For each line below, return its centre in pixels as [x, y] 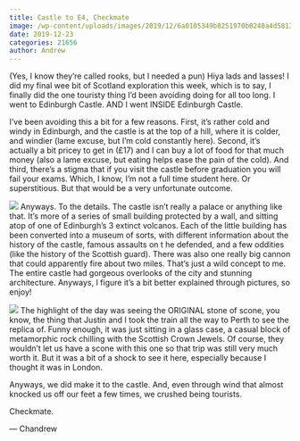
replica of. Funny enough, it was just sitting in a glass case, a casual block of [150, 329]
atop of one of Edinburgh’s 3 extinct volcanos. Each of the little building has [148, 226]
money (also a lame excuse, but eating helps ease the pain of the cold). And [149, 160]
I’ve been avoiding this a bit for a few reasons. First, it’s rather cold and [140, 122]
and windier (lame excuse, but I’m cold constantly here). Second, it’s [135, 141]
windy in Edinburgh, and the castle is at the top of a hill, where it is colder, [145, 131]
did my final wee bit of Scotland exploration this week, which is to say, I [140, 86]
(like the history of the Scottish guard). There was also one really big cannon [150, 254]
